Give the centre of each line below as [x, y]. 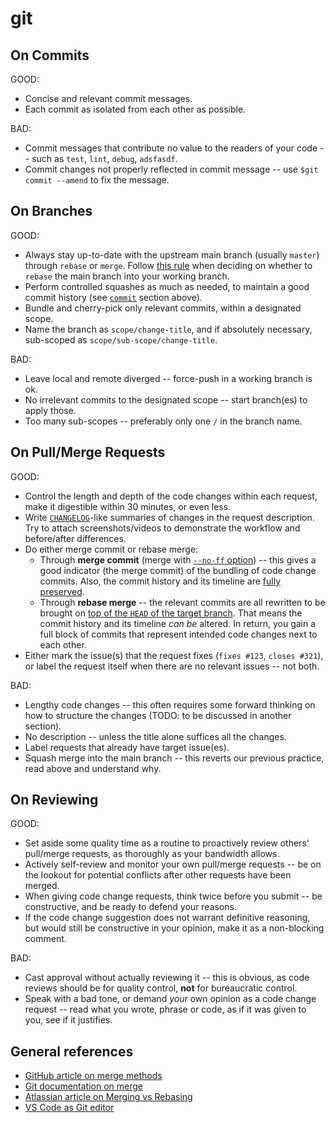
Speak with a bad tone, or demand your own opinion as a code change [170, 999]
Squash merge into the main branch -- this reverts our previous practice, [174, 758]
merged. [42, 886]
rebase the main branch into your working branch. [127, 276]
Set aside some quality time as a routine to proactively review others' [167, 843]
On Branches [51, 211]
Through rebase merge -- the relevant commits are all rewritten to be [182, 602]
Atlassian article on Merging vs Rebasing [108, 1097]
